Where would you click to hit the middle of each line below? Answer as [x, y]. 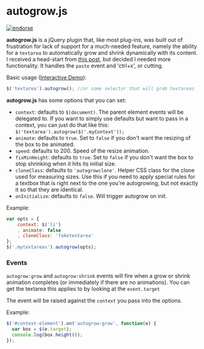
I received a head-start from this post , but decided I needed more [89, 59]
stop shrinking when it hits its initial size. [66, 164]
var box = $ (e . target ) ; [42, 330]
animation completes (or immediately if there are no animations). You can [98, 282]
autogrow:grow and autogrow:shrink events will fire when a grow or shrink [98, 276]
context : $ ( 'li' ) [39, 224]
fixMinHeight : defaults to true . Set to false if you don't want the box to [104, 157]
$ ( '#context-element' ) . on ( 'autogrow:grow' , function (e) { [81, 323]
